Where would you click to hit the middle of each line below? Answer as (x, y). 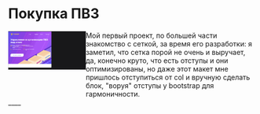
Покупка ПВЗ (54, 14)
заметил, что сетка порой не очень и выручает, (165, 52)
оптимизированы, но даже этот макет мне (157, 68)
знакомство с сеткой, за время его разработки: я (169, 43)
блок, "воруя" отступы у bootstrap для (150, 85)
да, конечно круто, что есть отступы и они (157, 61)
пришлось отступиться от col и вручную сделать (168, 77)
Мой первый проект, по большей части (151, 35)
